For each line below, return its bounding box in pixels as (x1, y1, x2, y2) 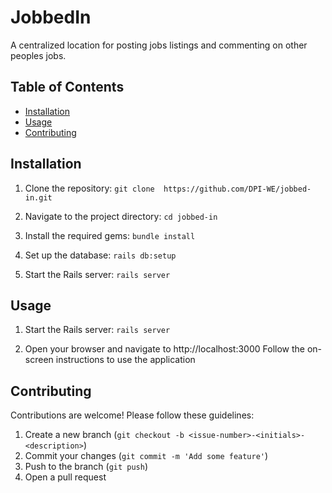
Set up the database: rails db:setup (24, 249, 177, 261)
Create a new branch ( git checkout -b (24, 429, 185, 441)
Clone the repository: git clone (24, 182, 155, 194)
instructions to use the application (55, 354, 196, 366)
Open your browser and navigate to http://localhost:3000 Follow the (24, 343, 305, 355)
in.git (24, 192, 53, 203)
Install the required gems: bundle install (24, 229, 196, 241)
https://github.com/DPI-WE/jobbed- (163, 184, 312, 194)
